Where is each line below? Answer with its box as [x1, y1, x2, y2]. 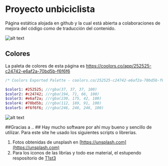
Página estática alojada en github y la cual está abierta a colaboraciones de [5, 20, 161, 26]
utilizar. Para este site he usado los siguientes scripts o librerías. [5, 129, 137, 135]
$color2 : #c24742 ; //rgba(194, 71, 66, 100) [5, 91, 99, 96]
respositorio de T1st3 [12, 155, 56, 161]
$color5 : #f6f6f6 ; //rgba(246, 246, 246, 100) [5, 105, 104, 110]
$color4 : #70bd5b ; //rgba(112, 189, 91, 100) [5, 101, 101, 106]
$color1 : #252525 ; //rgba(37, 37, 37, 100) [5, 86, 97, 92]
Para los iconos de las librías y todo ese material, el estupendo [12, 150, 141, 155]
